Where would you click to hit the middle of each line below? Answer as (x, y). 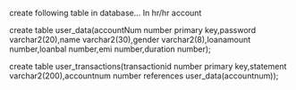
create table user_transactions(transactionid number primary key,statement (148, 66)
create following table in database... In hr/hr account (106, 13)
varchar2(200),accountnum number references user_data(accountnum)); (144, 76)
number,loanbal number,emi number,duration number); (110, 49)
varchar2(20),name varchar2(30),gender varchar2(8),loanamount (130, 40)
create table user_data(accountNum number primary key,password (133, 30)
